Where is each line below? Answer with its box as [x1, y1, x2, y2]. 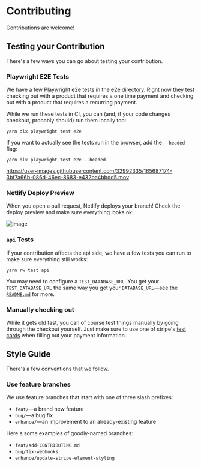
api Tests [6, 235, 34, 244]
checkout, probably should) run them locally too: [6, 117, 127, 124]
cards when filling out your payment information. [6, 331, 127, 339]
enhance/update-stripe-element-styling [14, 455, 115, 462]
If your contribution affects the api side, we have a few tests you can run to [6, 249, 191, 256]
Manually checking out [6, 305, 75, 313]
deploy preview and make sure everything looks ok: [6, 209, 134, 216]
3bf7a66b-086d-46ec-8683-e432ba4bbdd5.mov [6, 174, 130, 181]
